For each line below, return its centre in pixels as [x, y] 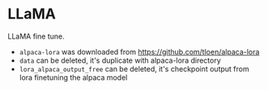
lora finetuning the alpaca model [73, 77]
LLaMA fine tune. [36, 36]
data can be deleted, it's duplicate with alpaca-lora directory [120, 60]
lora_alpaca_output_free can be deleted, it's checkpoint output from [134, 68]
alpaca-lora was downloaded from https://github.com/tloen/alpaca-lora [139, 51]
